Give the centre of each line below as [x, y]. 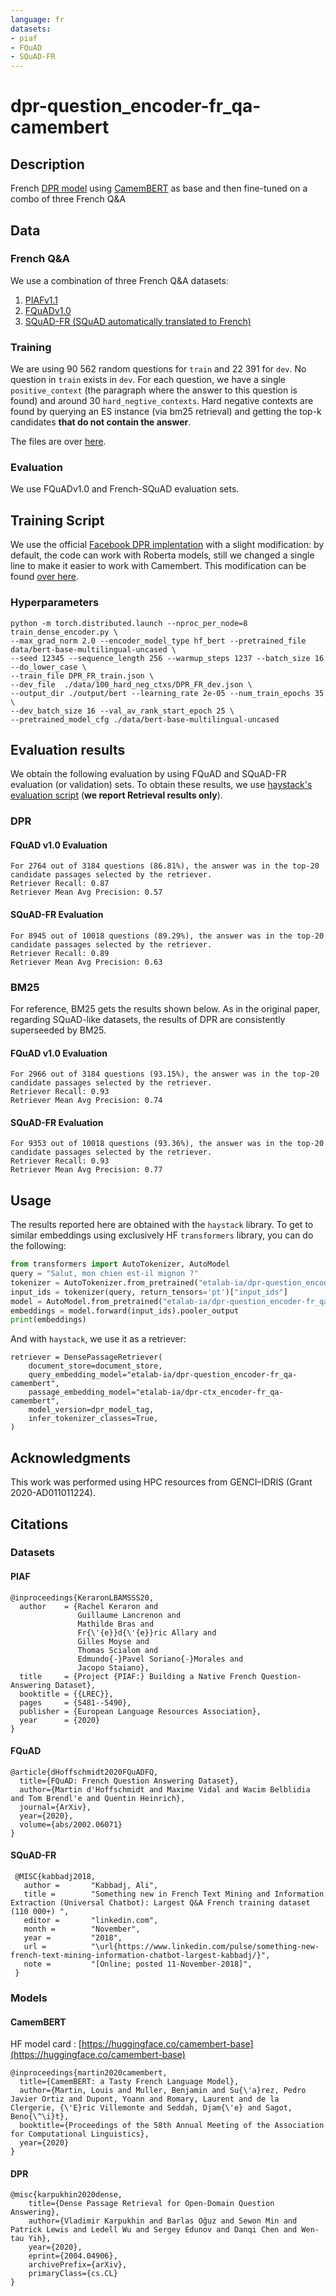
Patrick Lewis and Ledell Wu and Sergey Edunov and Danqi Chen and [154, 2230]
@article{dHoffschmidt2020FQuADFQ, [84, 1772]
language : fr [37, 19]
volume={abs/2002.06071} [71, 1824]
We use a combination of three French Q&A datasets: [119, 280]
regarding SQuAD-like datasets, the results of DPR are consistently [148, 1019]
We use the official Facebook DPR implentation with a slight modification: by [167, 545]
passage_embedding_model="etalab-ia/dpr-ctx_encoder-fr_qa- [156, 1392]
